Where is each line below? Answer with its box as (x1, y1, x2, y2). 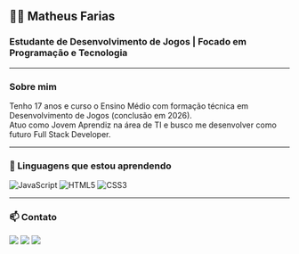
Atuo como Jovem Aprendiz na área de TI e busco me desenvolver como (9, 119, 278, 130)
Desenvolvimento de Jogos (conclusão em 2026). (9, 110, 193, 120)
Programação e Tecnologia (9, 46, 128, 59)
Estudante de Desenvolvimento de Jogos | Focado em (9, 36, 247, 48)
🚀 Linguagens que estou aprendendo (9, 160, 172, 172)
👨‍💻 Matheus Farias (9, 9, 116, 24)
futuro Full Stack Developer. (9, 128, 111, 139)
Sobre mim (9, 80, 58, 93)
